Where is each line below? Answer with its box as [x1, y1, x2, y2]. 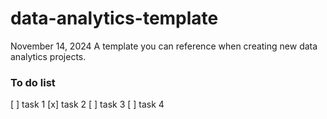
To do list [10, 75, 56, 89]
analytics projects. [10, 50, 87, 62]
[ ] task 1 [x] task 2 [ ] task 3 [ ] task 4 [10, 98, 165, 111]
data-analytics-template [10, 7, 219, 30]
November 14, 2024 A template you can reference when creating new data [10, 40, 318, 52]
